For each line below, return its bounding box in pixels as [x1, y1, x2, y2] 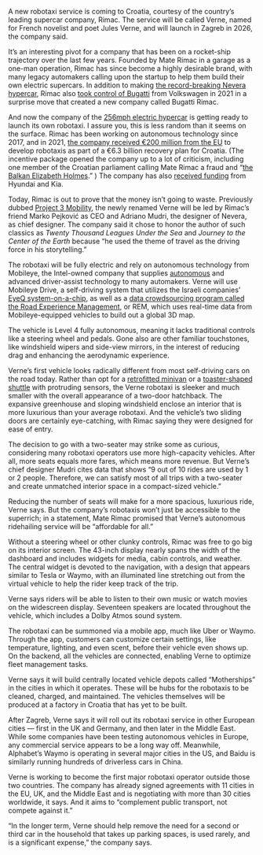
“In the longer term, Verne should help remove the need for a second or [8, 821, 239, 830]
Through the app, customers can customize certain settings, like [8, 635, 217, 644]
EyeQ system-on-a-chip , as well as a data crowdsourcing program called [8, 294, 245, 302]
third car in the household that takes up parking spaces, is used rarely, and [8, 830, 250, 838]
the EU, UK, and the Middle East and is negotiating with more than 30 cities [8, 789, 251, 798]
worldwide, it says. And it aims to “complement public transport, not [8, 798, 228, 806]
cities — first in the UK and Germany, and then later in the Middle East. [8, 724, 236, 733]
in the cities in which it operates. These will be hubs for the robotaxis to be [8, 683, 250, 692]
